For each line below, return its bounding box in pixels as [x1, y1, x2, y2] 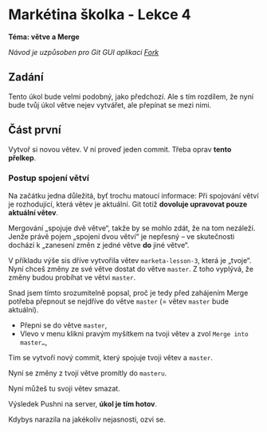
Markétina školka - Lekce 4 [8, 6, 191, 24]
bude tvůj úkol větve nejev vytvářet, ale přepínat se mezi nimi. [8, 100, 212, 109]
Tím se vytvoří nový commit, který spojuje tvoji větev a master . [8, 352, 213, 362]
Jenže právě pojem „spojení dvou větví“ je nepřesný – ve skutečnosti [8, 231, 235, 241]
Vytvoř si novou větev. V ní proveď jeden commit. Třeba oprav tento [8, 144, 232, 154]
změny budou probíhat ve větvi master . [8, 273, 136, 282]
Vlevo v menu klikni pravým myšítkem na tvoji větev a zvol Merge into [19, 328, 249, 338]
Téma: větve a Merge [8, 32, 80, 41]
